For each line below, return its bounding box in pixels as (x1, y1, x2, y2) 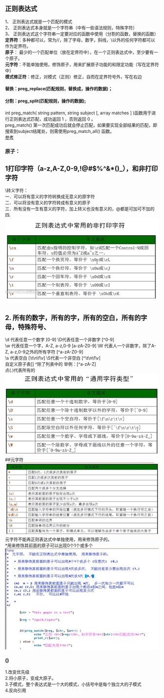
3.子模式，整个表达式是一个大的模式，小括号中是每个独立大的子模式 (5, 681, 142, 687)
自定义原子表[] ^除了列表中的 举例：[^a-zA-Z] (5, 361, 96, 367)
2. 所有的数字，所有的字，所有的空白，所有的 (5, 313, 141, 322)
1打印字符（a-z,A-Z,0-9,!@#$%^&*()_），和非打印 (5, 164, 158, 173)
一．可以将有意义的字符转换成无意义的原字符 (5, 194, 95, 199)
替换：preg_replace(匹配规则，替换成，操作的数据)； (5, 86, 113, 92)
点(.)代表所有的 (5, 367, 36, 374)
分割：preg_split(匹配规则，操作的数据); (5, 98, 86, 104)
